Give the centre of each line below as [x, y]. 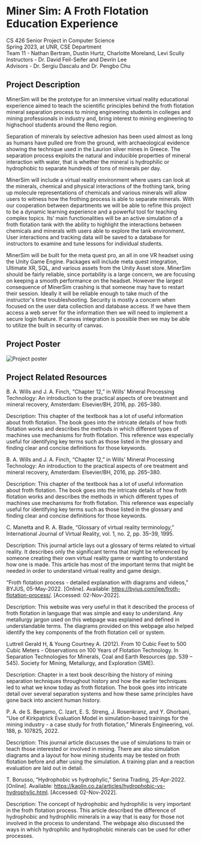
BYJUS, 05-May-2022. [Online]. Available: [58, 589]
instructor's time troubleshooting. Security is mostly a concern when [91, 300]
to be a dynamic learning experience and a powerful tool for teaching [92, 212]
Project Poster [34, 344]
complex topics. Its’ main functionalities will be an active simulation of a [94, 218]
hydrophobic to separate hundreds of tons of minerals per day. [84, 168]
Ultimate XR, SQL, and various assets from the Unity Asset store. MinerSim [98, 267]
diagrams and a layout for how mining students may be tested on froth [93, 755]
